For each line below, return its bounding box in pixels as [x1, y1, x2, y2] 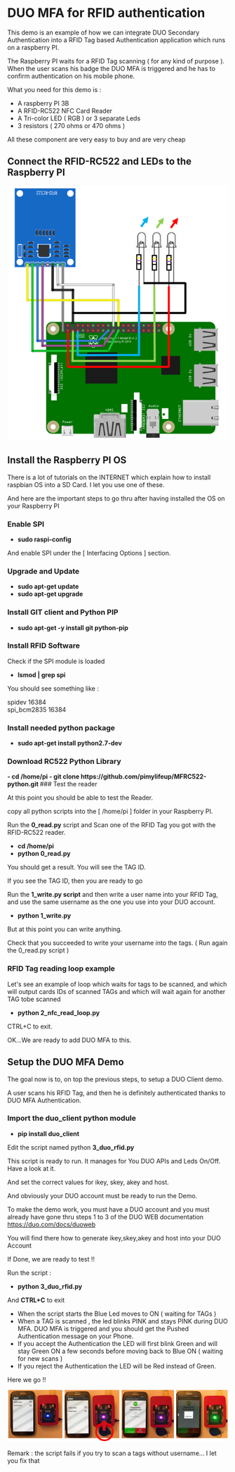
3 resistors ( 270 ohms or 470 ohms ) [17, 121, 125, 130]
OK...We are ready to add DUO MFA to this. [7, 1036, 132, 1044]
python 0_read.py [17, 850, 71, 858]
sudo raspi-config [17, 535, 72, 543]
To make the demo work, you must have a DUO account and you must [7, 1205, 210, 1214]
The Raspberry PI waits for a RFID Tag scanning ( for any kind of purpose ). [7, 56, 225, 65]
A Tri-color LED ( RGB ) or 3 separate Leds [17, 114, 141, 122]
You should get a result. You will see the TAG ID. [7, 863, 146, 872]
